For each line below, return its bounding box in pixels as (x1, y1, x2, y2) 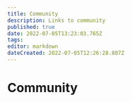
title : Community (7, 10, 59, 18)
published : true (7, 23, 55, 30)
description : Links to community (7, 17, 106, 24)
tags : (7, 37, 23, 44)
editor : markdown (7, 43, 59, 50)
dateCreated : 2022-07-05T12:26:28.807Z (7, 50, 125, 57)
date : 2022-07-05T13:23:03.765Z (7, 30, 102, 37)
